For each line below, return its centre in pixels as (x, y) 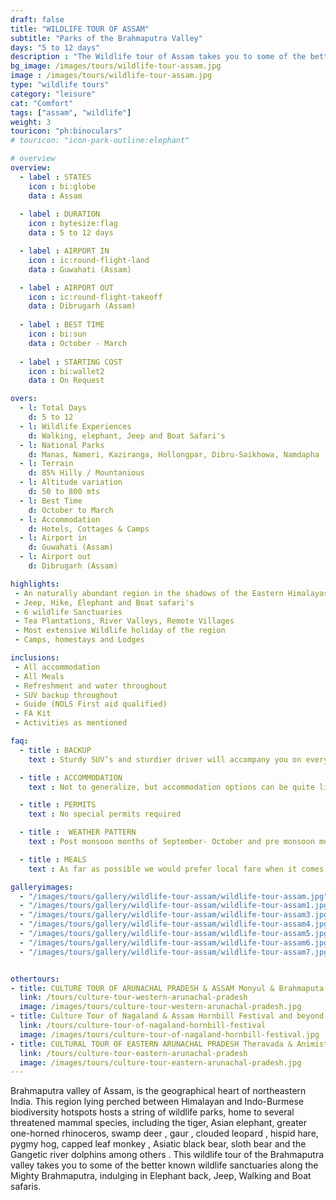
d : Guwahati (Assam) (71, 547)
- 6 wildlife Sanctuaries (68, 612)
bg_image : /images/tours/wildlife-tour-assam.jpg (116, 66)
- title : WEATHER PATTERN (78, 832)
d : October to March (71, 510)
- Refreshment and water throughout (91, 686)
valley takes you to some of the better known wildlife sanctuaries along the (164, 1165)
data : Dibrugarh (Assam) (82, 306)
